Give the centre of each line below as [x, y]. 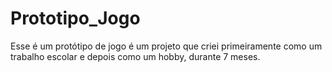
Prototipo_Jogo [75, 18]
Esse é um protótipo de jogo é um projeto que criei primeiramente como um [166, 46]
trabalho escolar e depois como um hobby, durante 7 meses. [135, 56]
